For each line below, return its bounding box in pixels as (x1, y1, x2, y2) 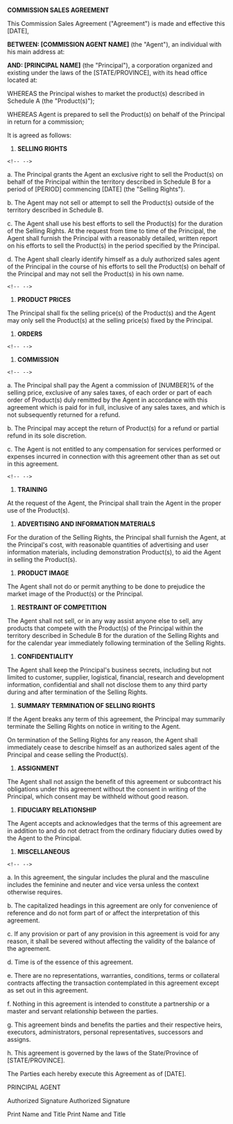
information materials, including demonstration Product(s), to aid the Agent (7, 548, 221, 556)
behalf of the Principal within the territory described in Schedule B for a (7, 177, 212, 186)
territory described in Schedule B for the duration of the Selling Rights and (7, 632, 219, 639)
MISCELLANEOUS (17, 848, 71, 856)
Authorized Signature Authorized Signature (7, 1097, 130, 1105)
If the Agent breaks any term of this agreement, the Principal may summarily (7, 715, 225, 723)
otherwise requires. (7, 888, 63, 896)
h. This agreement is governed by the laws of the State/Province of (7, 1049, 199, 1057)
